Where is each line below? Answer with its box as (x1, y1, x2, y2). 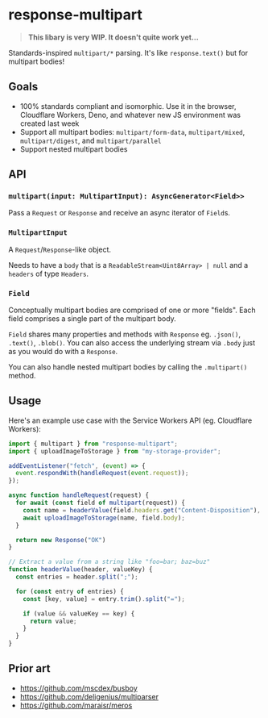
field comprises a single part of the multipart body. (8, 314, 177, 324)
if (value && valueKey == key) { (23, 609, 135, 618)
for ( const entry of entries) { (15, 587, 125, 595)
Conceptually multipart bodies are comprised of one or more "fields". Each (8, 305, 256, 315)
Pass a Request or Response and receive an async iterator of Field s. (8, 208, 231, 218)
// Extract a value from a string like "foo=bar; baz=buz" (8, 558, 211, 566)
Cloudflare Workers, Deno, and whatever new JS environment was (19, 110, 241, 119)
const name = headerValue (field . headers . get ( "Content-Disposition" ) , (23, 506, 262, 514)
